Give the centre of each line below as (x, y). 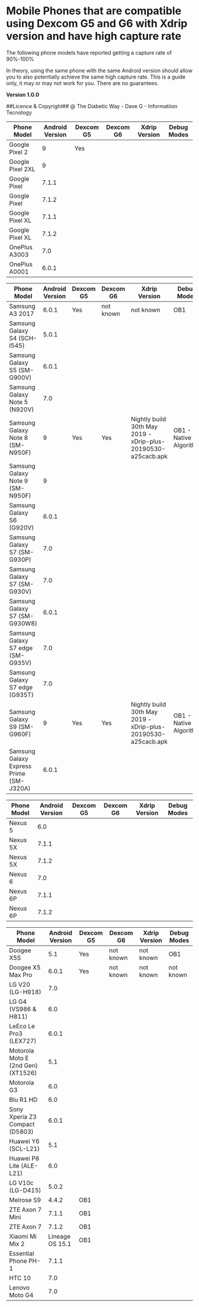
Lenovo (20, 1287)
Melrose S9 (25, 1200)
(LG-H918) (25, 992)
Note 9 (19, 481)
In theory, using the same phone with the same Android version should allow (99, 70)
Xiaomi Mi (23, 1236)
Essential (22, 1254)
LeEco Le (22, 1026)
